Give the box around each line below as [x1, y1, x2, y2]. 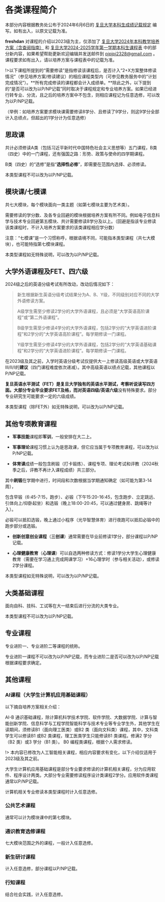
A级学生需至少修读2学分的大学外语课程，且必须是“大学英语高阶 [17, 309, 146, 314]
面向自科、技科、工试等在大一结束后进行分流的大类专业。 [5, 603, 121, 609]
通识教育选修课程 [5, 828, 46, 834]
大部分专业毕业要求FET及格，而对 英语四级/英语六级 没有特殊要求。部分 [13, 387, 157, 393]
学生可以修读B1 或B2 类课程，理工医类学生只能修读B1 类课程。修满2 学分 [5, 732, 152, 738]
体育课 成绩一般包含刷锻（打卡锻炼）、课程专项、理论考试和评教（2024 [12, 461, 155, 467]
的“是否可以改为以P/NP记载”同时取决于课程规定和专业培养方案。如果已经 [5, 86, 153, 92]
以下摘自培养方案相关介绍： [5, 703, 61, 710]
